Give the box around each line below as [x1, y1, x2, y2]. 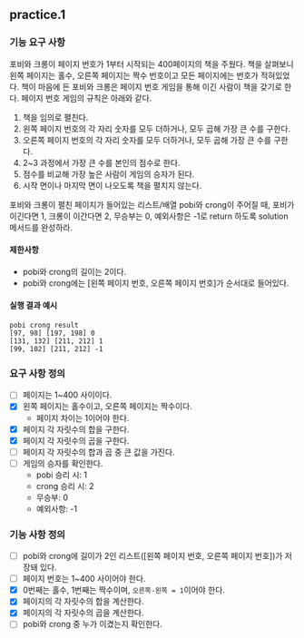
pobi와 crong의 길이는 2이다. [22, 266, 127, 277]
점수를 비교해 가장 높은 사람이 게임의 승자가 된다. [22, 168, 195, 180]
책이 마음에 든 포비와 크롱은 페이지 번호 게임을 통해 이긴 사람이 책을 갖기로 [21, 81, 283, 92]
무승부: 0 [35, 492, 69, 503]
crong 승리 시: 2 [35, 480, 94, 491]
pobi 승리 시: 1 [35, 469, 88, 480]
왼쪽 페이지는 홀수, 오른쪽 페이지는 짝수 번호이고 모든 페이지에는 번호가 [9, 70, 259, 81]
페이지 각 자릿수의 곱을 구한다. [22, 435, 130, 446]
